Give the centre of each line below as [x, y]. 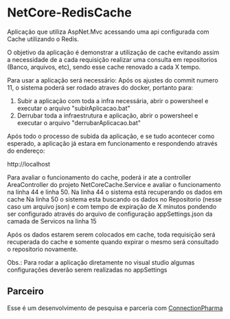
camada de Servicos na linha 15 [52, 221]
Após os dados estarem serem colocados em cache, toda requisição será [111, 234]
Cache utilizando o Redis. [43, 38]
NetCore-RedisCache [69, 13]
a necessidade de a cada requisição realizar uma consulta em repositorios [112, 59]
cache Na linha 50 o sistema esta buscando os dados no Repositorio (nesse [114, 199]
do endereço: [26, 151]
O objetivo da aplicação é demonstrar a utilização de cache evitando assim [113, 52]
